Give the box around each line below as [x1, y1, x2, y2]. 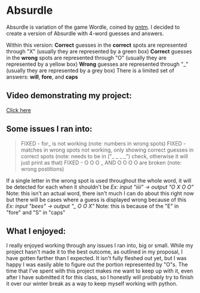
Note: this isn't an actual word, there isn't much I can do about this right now [6, 189, 194, 197]
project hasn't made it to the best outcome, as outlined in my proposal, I [6, 248, 183, 255]
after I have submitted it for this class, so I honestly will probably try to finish [6, 274, 194, 281]
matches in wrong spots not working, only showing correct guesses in [20, 146, 194, 153]
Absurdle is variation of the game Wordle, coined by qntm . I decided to [6, 23, 180, 31]
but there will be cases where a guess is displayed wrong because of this [6, 196, 187, 203]
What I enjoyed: [6, 226, 66, 236]
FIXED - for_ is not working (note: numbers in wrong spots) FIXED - [20, 140, 186, 147]
